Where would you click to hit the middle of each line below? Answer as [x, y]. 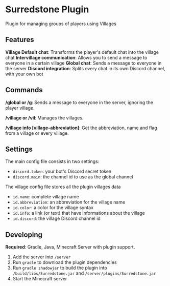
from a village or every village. [37, 133]
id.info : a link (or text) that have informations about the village [79, 213]
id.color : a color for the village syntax [53, 208]
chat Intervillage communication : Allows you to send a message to [76, 57]
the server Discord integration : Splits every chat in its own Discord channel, [85, 68]
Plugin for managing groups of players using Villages [61, 24]
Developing [24, 234]
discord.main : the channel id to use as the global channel [73, 177]
